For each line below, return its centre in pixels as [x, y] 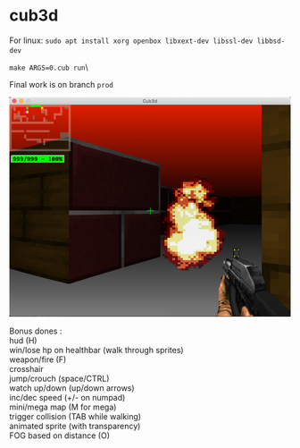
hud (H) [23, 340]
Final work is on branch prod [61, 84]
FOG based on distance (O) [59, 435]
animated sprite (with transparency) [75, 426]
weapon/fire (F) [38, 359]
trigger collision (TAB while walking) [75, 416]
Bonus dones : [36, 331]
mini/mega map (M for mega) [63, 407]
